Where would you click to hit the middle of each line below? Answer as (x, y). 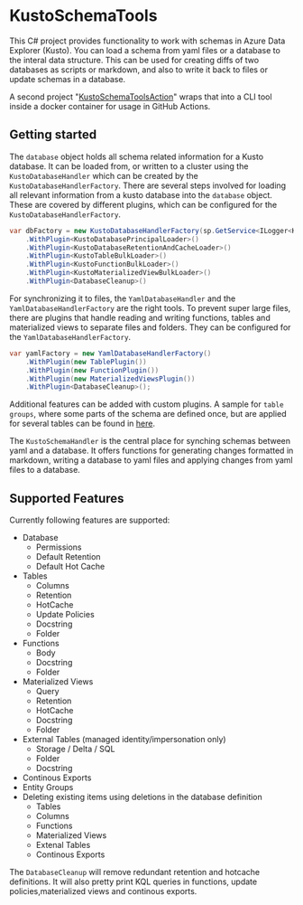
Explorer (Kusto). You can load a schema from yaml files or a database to (145, 50)
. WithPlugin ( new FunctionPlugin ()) (92, 370)
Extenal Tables (63, 845)
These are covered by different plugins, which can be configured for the (143, 204)
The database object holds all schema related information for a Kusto (137, 156)
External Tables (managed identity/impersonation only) (124, 740)
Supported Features (67, 498)
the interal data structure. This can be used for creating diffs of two (134, 60)
